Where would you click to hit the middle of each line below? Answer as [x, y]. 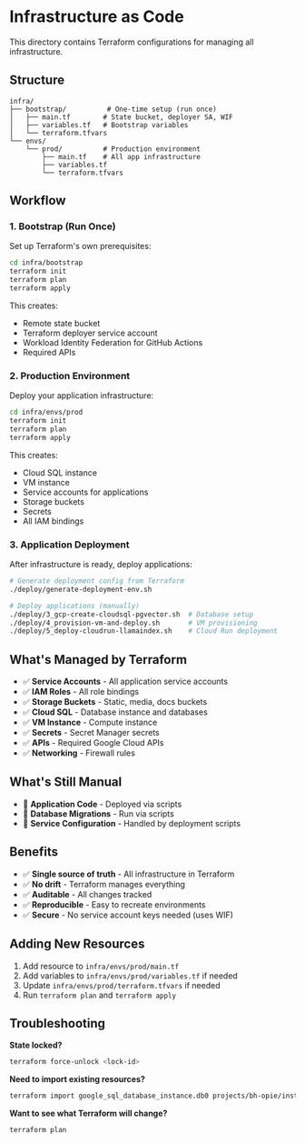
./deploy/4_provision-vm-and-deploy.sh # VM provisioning [133, 623]
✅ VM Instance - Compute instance [90, 722]
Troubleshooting [58, 1023]
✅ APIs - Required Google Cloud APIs [93, 743]
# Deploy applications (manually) [75, 606]
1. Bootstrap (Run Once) [63, 226]
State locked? [36, 1045]
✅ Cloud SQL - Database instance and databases [115, 712]
